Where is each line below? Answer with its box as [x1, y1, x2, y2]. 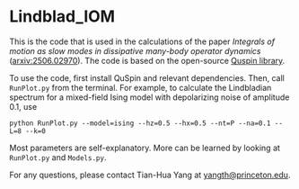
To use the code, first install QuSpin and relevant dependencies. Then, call [9, 72, 285, 83]
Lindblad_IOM [9, 6, 115, 27]
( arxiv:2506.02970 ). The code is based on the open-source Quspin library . [9, 55, 286, 66]
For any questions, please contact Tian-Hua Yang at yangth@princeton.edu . [9, 169, 291, 180]
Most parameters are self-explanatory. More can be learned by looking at [9, 142, 281, 153]
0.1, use [9, 101, 38, 112]
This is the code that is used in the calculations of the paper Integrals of [9, 36, 276, 47]
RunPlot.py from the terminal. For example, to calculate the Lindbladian [9, 82, 272, 93]
